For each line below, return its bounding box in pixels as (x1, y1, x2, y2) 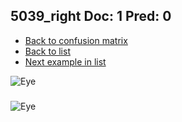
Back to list (24, 45, 71, 57)
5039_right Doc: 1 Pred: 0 (10, 8, 172, 25)
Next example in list (24, 55, 107, 68)
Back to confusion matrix (24, 34, 128, 46)
